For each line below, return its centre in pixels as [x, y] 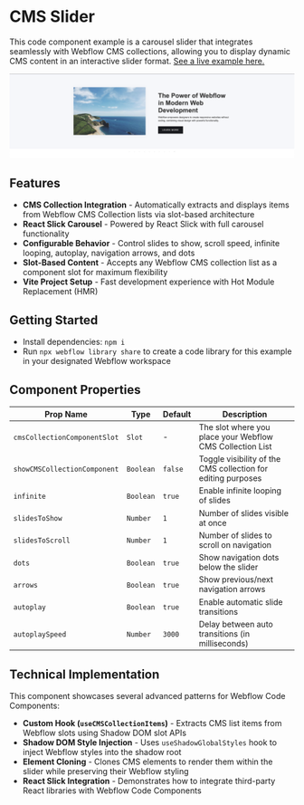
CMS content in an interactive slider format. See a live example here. [137, 61]
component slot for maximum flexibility [95, 273]
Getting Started [54, 320]
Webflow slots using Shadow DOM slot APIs [104, 733]
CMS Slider [52, 17]
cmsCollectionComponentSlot [66, 437]
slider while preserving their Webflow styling [105, 771]
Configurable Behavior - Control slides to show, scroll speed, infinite [151, 244]
